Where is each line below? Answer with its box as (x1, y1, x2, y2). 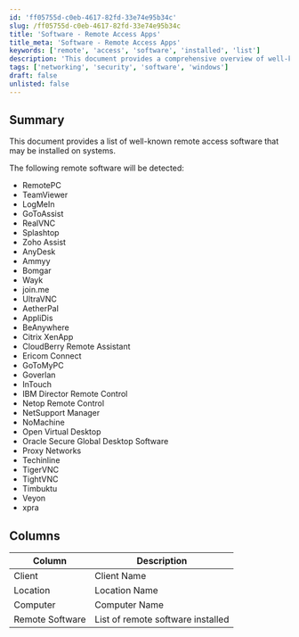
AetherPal (21, 303, 60, 314)
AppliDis (21, 313, 53, 324)
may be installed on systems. (9, 145, 116, 156)
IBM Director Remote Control (21, 389, 128, 400)
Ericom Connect (21, 351, 82, 361)
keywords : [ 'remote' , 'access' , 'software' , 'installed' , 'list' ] (9, 46, 261, 55)
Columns (9, 528, 61, 543)
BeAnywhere (21, 322, 69, 333)
